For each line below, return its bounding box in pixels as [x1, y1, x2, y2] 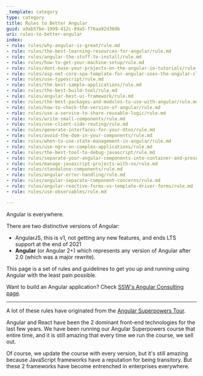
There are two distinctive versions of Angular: [6, 222, 120, 230]
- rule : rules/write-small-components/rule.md [6, 115, 126, 122]
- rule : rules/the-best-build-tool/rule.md [6, 88, 118, 94]
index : [6, 37, 23, 43]
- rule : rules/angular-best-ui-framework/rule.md [6, 93, 134, 99]
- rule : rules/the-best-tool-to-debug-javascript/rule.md [6, 149, 155, 155]
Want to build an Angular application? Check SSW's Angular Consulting [6, 283, 184, 290]
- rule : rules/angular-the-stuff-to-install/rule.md [6, 54, 142, 60]
